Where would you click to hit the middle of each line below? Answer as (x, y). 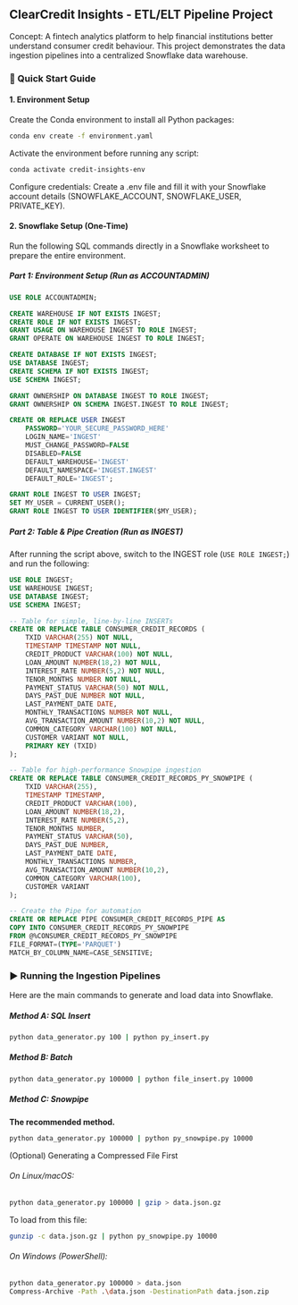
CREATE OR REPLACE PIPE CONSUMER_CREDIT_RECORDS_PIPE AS (117, 919)
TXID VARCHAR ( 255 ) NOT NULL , (79, 638)
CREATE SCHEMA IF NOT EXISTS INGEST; (79, 371)
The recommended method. (62, 1122)
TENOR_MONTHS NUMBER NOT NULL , (83, 679)
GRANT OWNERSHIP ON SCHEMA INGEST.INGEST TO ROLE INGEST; (119, 404)
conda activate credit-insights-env (77, 169)
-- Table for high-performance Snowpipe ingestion (105, 770)
